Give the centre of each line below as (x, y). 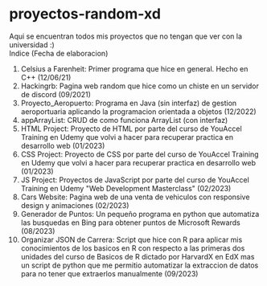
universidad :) (32, 44)
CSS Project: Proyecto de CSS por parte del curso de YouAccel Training (140, 154)
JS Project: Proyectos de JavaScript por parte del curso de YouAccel (135, 180)
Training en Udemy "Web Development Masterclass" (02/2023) (126, 188)
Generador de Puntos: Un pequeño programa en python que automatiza (140, 214)
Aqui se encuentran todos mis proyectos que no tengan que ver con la (126, 36)
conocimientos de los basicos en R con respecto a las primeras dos (133, 248)
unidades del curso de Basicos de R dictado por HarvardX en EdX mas (138, 256)
